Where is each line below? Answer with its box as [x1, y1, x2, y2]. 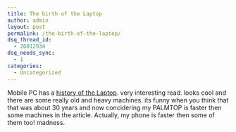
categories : [7, 62, 42, 70]
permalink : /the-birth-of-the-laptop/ [7, 29, 121, 37]
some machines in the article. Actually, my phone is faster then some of [7, 110, 215, 119]
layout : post [7, 23, 46, 30]
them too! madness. [7, 118, 66, 126]
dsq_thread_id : [7, 37, 52, 44]
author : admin [7, 17, 49, 24]
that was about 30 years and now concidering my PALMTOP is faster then [7, 103, 222, 112]
